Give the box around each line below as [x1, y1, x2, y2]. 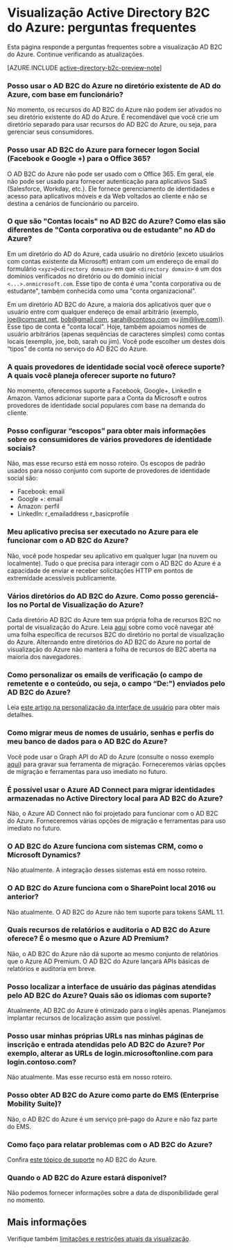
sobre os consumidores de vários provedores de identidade [7, 435, 212, 445]
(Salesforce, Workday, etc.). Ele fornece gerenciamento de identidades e [7, 184, 215, 193]
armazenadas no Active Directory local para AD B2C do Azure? [7, 793, 223, 803]
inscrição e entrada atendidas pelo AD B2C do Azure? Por [7, 1040, 205, 1050]
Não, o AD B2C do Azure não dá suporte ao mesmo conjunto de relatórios [7, 949, 218, 958]
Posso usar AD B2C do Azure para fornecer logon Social [7, 145, 200, 155]
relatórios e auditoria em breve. [7, 964, 97, 972]
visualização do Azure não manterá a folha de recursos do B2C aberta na [7, 645, 217, 654]
